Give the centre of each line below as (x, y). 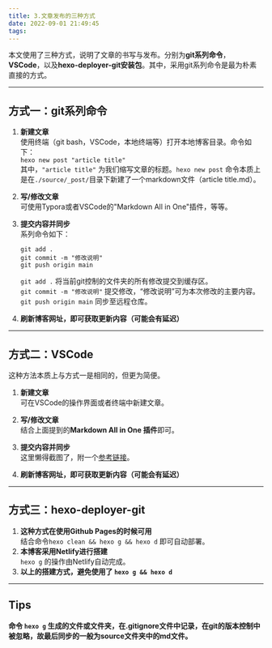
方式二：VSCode (51, 354)
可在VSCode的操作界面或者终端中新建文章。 (94, 403)
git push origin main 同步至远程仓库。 (86, 301)
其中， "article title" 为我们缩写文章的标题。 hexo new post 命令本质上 (140, 169)
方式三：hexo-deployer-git (77, 510)
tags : (17, 31)
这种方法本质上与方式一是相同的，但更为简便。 (86, 375)
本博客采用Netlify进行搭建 (64, 551)
